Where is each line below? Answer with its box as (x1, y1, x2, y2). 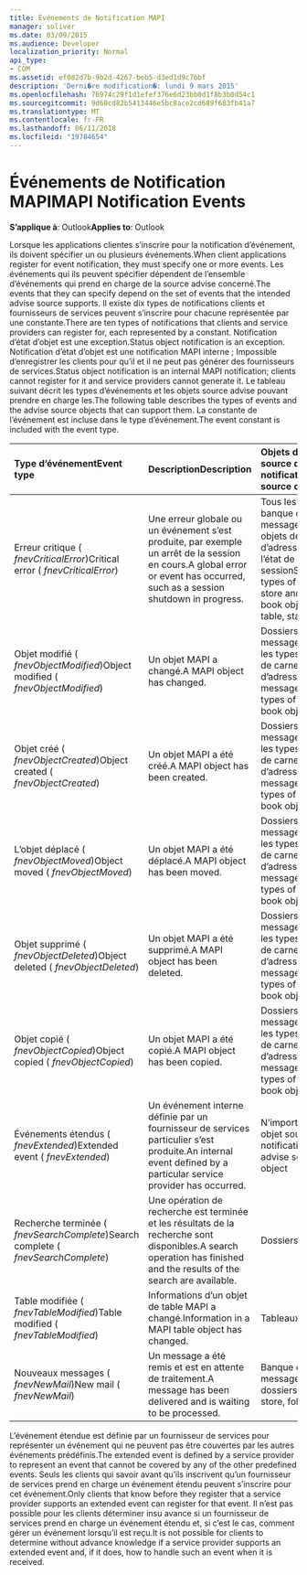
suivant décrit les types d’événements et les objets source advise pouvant (9, 385, 289, 396)
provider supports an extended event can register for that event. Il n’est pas (9, 1497, 294, 1509)
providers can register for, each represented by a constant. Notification (9, 327, 278, 337)
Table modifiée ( (14, 1294, 84, 1307)
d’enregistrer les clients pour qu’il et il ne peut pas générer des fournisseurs (9, 356, 295, 367)
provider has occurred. (147, 1179, 247, 1192)
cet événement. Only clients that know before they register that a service (9, 1488, 281, 1499)
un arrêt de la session (147, 546, 241, 559)
